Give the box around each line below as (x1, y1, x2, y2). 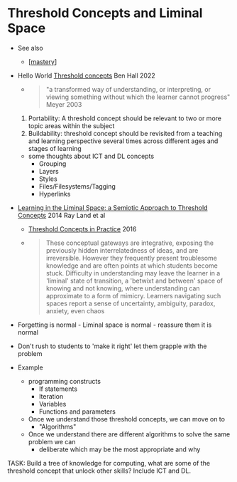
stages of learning (28, 144, 82, 152)
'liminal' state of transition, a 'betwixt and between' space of (45, 276, 224, 285)
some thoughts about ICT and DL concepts (28, 152, 155, 160)
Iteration (38, 392, 64, 400)
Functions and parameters (38, 407, 116, 416)
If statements (38, 384, 78, 393)
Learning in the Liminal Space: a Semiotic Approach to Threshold (17, 203, 208, 211)
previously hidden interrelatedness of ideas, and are (45, 246, 199, 254)
